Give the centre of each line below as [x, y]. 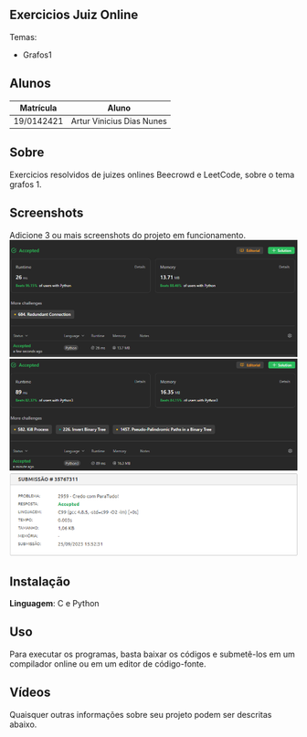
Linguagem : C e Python [54, 603]
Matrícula [38, 108]
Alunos [31, 84]
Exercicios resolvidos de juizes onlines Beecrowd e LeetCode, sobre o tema [152, 174]
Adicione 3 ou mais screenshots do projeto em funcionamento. [128, 235]
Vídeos [30, 693]
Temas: [23, 37]
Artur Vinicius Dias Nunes [119, 121]
